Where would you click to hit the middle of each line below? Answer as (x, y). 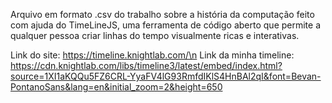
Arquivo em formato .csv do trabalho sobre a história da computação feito (162, 14)
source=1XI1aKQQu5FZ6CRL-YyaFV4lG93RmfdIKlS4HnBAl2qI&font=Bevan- (166, 76)
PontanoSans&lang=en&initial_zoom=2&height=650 (116, 87)
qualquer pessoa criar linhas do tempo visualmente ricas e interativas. (155, 35)
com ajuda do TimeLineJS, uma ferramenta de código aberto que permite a (166, 25)
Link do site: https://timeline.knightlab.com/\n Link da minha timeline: (152, 55)
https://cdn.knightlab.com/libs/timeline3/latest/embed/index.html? (146, 65)
